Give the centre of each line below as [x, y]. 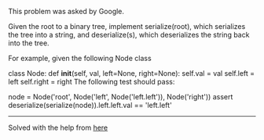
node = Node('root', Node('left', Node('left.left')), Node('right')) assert [121, 97]
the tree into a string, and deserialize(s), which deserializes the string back [129, 35]
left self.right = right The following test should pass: [92, 82]
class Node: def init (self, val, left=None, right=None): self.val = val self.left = [132, 73]
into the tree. [29, 43]
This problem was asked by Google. [66, 11]
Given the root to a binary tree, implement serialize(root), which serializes [127, 26]
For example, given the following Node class [80, 58]
